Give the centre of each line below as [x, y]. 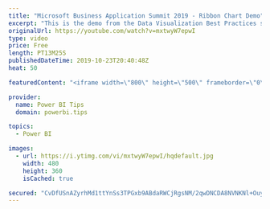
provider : [25, 97]
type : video [28, 38]
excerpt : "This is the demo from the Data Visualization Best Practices [133, 23]
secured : [23, 193]
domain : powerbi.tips [52, 112]
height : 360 [43, 171]
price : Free [28, 46]
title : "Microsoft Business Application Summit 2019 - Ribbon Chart [125, 16]
